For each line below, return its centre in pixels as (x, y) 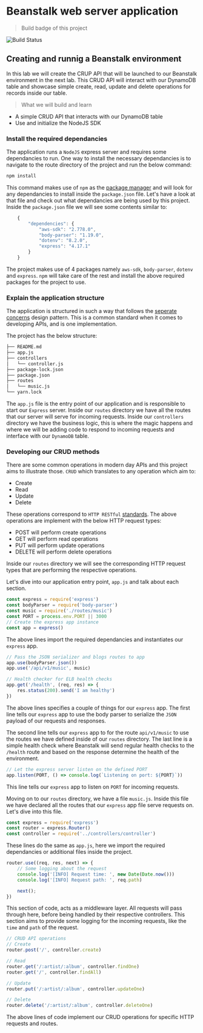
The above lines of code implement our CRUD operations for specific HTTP (100, 1017)
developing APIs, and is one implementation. (62, 324)
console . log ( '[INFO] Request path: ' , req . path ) (80, 880)
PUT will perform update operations (60, 546)
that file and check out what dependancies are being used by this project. (98, 200)
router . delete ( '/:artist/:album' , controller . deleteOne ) (80, 1006)
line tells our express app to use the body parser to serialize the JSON (92, 714)
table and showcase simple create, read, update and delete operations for (98, 86)
